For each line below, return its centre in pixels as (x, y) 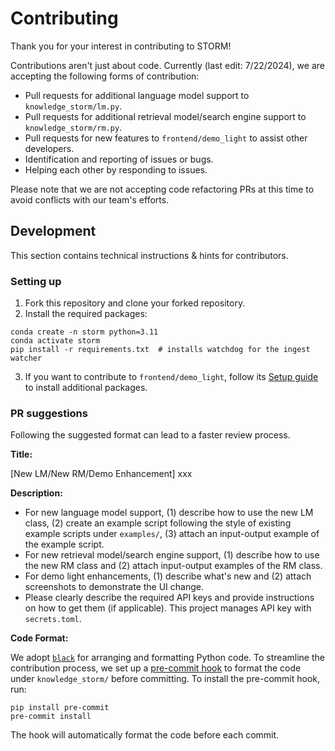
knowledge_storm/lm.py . (73, 106)
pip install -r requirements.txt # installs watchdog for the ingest (160, 350)
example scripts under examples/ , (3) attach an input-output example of (172, 534)
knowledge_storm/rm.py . (73, 127)
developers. (49, 148)
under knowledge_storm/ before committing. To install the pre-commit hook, (165, 679)
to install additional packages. (86, 388)
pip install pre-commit (60, 708)
